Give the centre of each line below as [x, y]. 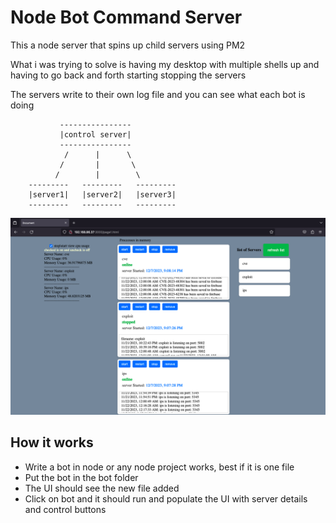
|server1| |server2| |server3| [102, 194]
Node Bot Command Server [126, 17]
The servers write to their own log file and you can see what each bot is [158, 94]
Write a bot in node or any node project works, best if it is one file [159, 467]
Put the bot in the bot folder [81, 477]
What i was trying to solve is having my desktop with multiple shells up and [165, 64]
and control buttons [65, 509]
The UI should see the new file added [102, 488]
